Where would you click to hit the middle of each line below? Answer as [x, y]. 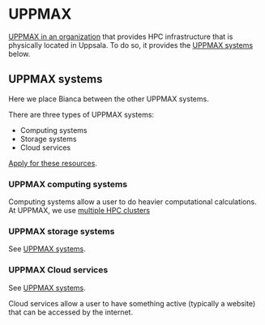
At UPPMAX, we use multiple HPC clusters [79, 211]
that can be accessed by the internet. [71, 312]
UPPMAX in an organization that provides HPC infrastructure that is [121, 36]
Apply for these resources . [53, 163]
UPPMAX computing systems [68, 184]
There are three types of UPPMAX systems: [81, 114]
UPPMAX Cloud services [58, 270]
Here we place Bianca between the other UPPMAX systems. [109, 99]
